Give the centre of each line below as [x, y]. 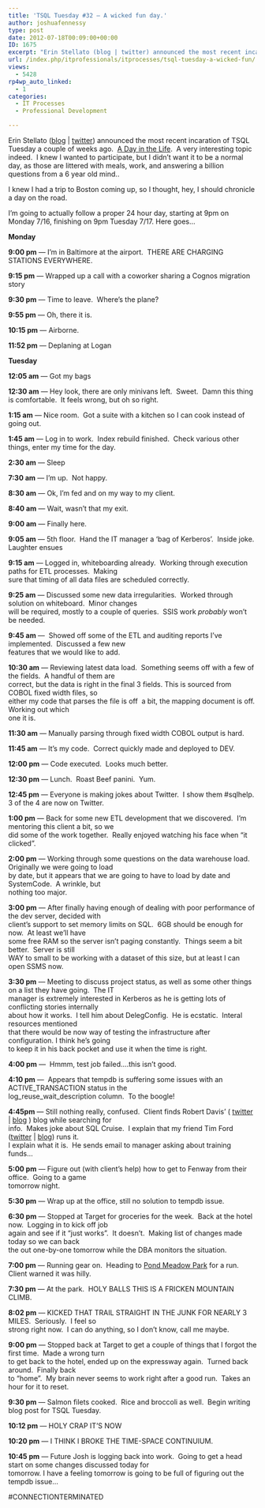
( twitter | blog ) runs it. [43, 1137]
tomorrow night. [34, 1186]
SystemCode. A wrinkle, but [54, 884]
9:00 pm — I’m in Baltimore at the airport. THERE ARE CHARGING [116, 252]
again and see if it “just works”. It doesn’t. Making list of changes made [125, 1233]
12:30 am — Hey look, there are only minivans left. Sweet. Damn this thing [131, 391]
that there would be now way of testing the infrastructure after [109, 1032]
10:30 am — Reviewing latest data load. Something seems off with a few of [131, 667]
